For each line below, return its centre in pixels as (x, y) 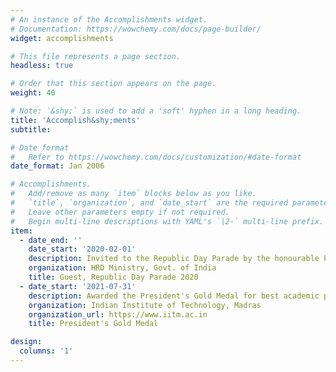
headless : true (42, 66)
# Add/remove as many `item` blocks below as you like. (133, 194)
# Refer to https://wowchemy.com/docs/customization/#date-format (156, 157)
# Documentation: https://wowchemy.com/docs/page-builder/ (136, 29)
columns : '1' (46, 351)
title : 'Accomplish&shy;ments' (75, 120)
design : (26, 342)
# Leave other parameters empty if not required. (120, 212)
